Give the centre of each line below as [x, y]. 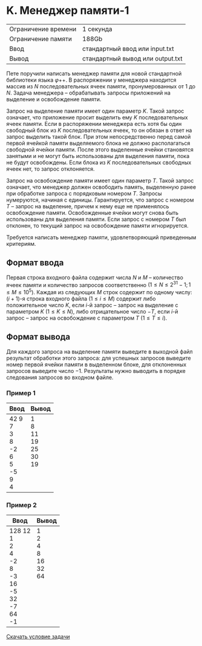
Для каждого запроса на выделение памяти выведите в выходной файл [99, 351]
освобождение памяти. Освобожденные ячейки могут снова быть [93, 213]
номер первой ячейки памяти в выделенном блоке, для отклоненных [96, 364]
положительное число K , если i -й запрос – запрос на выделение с [92, 305]
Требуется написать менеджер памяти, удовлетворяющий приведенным [101, 237]
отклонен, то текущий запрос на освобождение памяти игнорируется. [97, 225]
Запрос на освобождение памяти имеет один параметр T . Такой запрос [100, 180]
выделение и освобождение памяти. [54, 99]
